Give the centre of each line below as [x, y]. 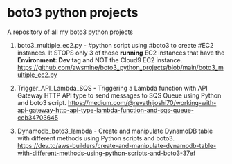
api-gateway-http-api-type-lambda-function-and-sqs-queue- [105, 110]
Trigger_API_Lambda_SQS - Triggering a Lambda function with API [112, 88]
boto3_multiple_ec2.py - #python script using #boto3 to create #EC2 [115, 45]
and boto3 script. [42, 102]
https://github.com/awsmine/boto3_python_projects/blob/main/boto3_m [120, 67]
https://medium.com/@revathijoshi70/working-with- [142, 102]
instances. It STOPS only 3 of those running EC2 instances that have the [121, 53]
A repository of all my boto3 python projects [70, 32]
